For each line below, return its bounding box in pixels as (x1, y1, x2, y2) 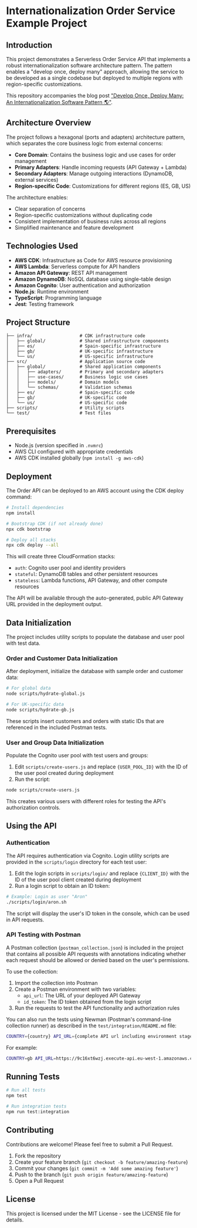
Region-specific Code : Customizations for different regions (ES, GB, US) (14, 182, 191, 189)
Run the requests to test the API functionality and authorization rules (14, 1004, 180, 1011)
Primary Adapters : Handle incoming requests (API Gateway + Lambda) (14, 164, 187, 171)
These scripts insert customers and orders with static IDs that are (6, 717, 164, 724)
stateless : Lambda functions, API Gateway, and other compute (14, 577, 168, 584)
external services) (14, 176, 59, 183)
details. (6, 1216, 24, 1223)
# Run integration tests (6, 1103, 67, 1110)
